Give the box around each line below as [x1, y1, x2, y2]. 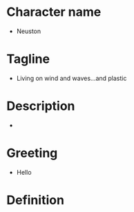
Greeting [6, 146, 58, 161]
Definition [6, 192, 65, 208]
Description [6, 98, 75, 114]
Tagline [6, 51, 50, 67]
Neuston [16, 27, 41, 35]
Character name [6, 4, 102, 20]
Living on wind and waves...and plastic [16, 74, 127, 82]
